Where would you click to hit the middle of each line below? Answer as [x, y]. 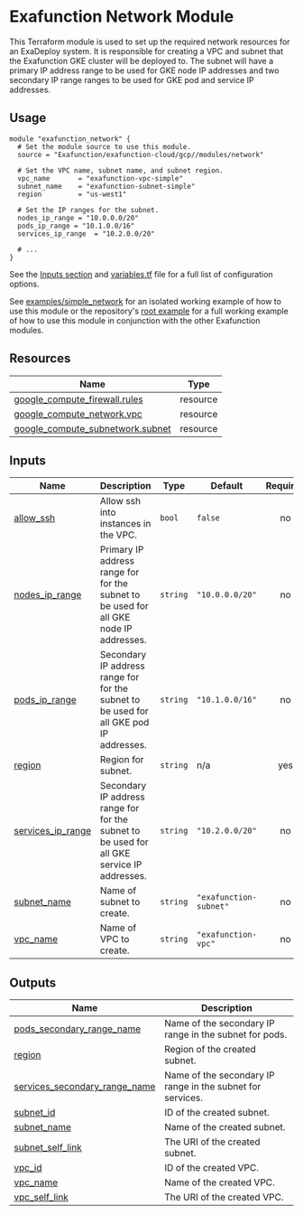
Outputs [33, 982]
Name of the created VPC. [219, 1182]
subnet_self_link [48, 1147]
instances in [125, 524]
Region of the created [210, 1050]
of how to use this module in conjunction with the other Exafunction [135, 320]
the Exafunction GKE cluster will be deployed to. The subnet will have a [142, 61]
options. [25, 284]
